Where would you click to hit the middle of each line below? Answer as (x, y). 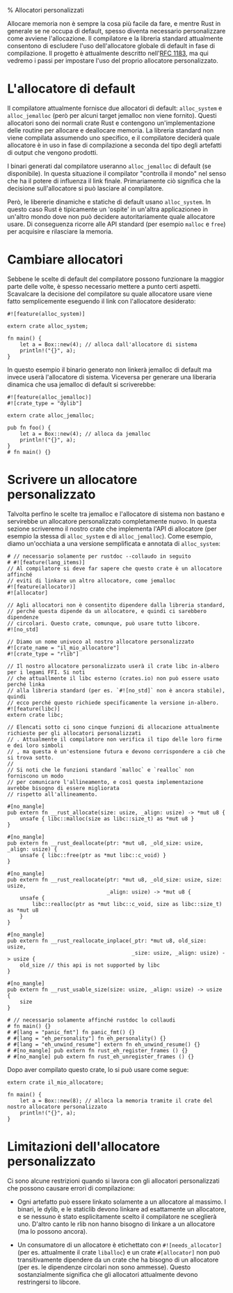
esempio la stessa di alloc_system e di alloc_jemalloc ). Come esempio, (110, 536)
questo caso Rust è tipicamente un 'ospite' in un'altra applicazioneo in (108, 209)
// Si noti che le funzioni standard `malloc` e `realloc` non (101, 770)
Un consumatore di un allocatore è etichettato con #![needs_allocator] (120, 1245)
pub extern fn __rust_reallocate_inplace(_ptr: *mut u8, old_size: (107, 941)
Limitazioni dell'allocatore (83, 1147)
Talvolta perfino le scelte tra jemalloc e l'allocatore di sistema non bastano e (116, 514)
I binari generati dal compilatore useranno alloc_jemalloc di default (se (109, 166)
